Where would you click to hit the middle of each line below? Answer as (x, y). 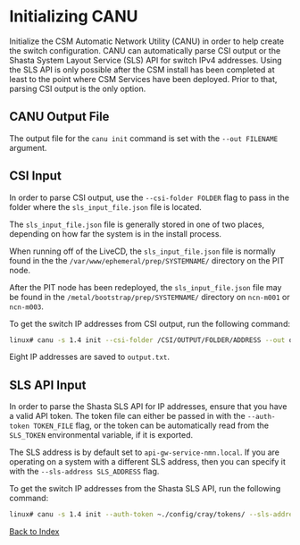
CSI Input (36, 176)
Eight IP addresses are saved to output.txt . (90, 357)
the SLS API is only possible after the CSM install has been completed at (142, 70)
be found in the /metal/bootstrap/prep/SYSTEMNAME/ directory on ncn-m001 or (150, 297)
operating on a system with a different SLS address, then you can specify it (147, 462)
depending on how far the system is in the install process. (115, 233)
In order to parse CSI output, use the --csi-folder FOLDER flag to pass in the (150, 197)
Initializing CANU (74, 17)
